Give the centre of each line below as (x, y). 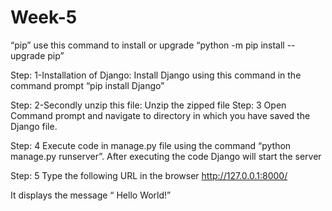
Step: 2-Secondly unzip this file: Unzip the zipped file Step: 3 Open (148, 105)
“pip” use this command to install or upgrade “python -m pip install (147, 45)
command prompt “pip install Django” (87, 85)
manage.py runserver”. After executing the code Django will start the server (166, 156)
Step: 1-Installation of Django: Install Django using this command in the (156, 75)
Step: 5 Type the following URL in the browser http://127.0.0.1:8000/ (149, 175)
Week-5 (44, 17)
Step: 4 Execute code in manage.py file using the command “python (151, 145)
